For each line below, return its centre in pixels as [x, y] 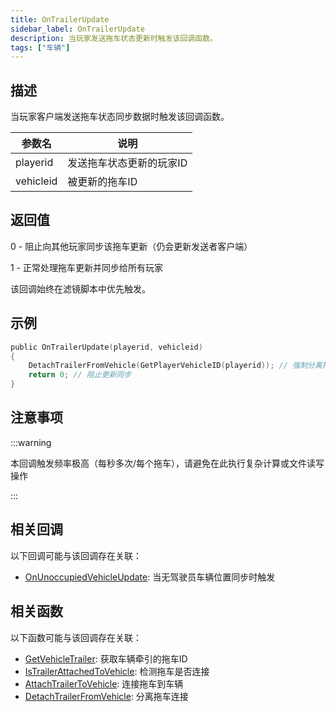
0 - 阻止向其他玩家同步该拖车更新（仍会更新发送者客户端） [131, 246]
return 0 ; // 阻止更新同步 [80, 375]
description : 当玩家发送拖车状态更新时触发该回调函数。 [114, 38]
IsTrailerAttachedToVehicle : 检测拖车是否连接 [117, 671]
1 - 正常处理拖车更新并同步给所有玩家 [87, 267]
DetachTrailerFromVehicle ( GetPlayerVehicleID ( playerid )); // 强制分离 [175, 366]
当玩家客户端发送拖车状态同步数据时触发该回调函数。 [120, 117]
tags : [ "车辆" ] [40, 47]
